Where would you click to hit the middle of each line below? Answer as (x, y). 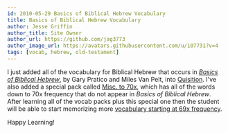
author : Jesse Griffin (40, 26)
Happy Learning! (31, 122)
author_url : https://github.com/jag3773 (67, 39)
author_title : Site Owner (44, 33)
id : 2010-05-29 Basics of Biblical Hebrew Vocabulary (87, 14)
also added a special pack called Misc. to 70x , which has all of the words (111, 87)
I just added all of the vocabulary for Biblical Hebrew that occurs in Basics (113, 72)
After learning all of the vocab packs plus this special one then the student (113, 101)
